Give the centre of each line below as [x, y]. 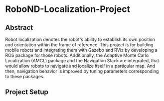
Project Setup [27, 92]
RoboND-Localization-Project [68, 9]
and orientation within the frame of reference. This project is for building [79, 45]
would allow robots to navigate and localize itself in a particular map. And [80, 66]
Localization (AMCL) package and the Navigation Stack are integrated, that [82, 60]
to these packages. [25, 76]
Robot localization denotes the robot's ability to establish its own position [80, 39]
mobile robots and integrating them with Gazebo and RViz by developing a [82, 50]
